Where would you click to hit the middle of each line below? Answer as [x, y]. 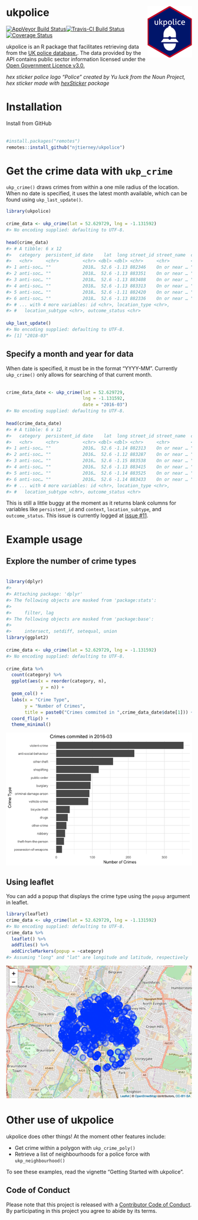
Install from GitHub [29, 123]
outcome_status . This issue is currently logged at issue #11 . [77, 515]
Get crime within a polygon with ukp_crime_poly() [75, 1148]
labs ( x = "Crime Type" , [40, 700]
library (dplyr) [25, 582]
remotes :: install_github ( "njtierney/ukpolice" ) [66, 147]
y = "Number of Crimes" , [55, 706]
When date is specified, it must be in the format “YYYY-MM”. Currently [92, 368]
